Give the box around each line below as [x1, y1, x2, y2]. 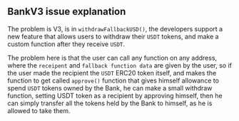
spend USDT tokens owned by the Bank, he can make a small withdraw [7, 83, 213, 92]
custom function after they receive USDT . [7, 39, 126, 48]
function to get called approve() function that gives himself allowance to [7, 76, 220, 85]
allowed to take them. [7, 106, 71, 115]
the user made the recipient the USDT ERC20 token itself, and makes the [7, 68, 217, 77]
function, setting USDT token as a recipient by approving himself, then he [7, 91, 223, 100]
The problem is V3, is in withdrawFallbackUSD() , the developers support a [7, 24, 223, 33]
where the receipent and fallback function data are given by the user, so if [7, 60, 232, 70]
